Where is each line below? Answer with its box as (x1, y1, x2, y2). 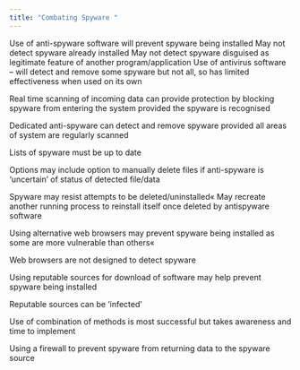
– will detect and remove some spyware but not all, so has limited (9, 66, 250, 77)
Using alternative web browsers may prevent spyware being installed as (9, 228, 275, 238)
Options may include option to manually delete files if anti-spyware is (9, 164, 264, 175)
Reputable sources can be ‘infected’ (9, 298, 142, 309)
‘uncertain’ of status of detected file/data (9, 174, 161, 185)
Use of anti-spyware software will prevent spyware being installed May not (9, 38, 286, 48)
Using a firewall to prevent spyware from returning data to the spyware (9, 342, 270, 354)
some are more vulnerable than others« (9, 237, 155, 247)
